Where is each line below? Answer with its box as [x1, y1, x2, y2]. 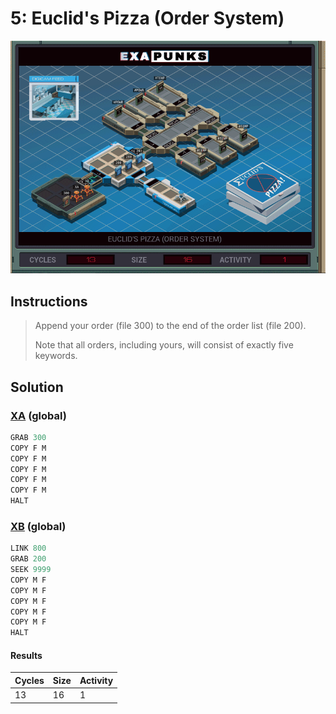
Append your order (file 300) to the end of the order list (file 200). [34, 320, 307, 332]
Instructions [10, 293, 88, 310]
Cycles [14, 674, 45, 686]
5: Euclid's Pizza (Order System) [10, 7, 285, 30]
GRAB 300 [10, 432, 47, 442]
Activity [79, 674, 114, 686]
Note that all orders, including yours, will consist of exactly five [34, 339, 294, 351]
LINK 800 [10, 543, 47, 554]
